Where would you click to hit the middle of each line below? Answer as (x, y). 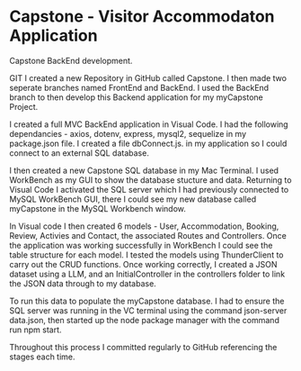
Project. (24, 106)
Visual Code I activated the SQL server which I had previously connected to (149, 189)
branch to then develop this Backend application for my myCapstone (136, 97)
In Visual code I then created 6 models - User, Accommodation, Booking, (144, 226)
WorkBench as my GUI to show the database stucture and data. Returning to (150, 180)
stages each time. (42, 357)
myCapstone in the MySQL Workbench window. (98, 208)
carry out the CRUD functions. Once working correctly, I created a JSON (143, 264)
